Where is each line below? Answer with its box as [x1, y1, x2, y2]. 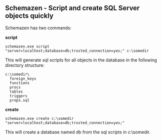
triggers [9, 93, 28, 98]
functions [9, 80, 30, 86]
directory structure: [5, 62, 44, 68]
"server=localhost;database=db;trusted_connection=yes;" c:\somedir [5, 48, 149, 53]
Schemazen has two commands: [5, 25, 72, 31]
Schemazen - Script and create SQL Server [5, 4, 140, 12]
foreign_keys [9, 76, 37, 81]
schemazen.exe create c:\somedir [5, 116, 74, 121]
